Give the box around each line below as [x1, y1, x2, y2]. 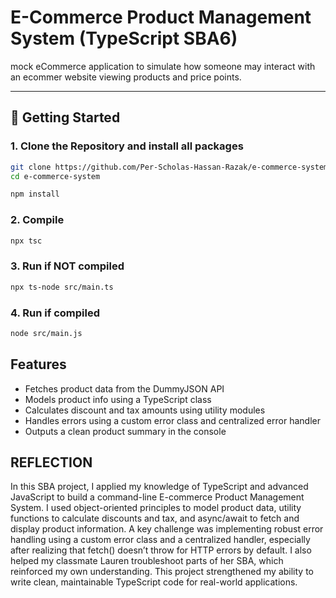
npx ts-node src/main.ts [10, 282, 114, 292]
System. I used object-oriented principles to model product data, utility [10, 502, 302, 514]
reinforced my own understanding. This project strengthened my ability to [10, 566, 314, 578]
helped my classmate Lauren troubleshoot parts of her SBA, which [10, 555, 284, 567]
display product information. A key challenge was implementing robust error [10, 523, 324, 535]
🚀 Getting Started [10, 109, 121, 126]
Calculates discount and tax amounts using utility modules [24, 404, 266, 416]
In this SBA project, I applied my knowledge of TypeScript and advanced [10, 481, 309, 493]
